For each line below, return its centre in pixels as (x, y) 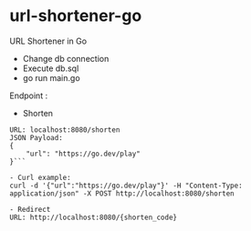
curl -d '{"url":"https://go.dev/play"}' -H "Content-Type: (126, 186)
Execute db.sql (51, 68)
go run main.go (51, 77)
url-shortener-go (76, 16)
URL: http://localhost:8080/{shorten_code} (94, 217)
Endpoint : (29, 95)
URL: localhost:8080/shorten (65, 130)
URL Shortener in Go (48, 41)
